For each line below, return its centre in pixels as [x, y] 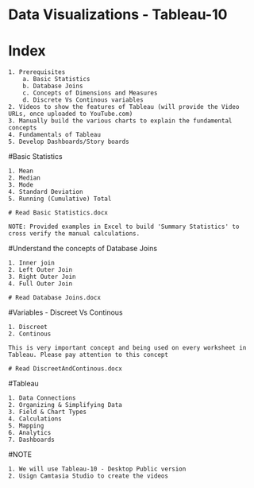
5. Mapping [26, 426]
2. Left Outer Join [40, 270]
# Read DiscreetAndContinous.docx [65, 369]
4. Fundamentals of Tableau [55, 135]
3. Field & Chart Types [48, 412]
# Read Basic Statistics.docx [58, 213]
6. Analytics [30, 433]
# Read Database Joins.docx [55, 298]
